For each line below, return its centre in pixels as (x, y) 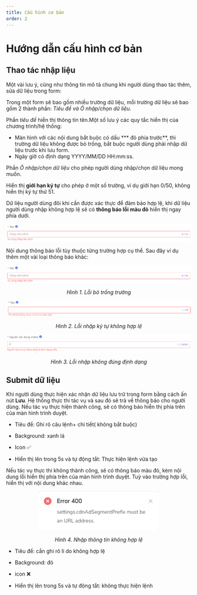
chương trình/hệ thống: (34, 126)
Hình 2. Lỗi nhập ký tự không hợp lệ (99, 326)
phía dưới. (18, 216)
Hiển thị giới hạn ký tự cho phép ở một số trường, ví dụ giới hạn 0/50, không (98, 185)
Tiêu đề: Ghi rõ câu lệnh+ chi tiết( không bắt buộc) (76, 425)
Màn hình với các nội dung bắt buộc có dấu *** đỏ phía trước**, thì (95, 137)
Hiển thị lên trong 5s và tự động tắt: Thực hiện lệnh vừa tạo (86, 459)
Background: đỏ (34, 563)
